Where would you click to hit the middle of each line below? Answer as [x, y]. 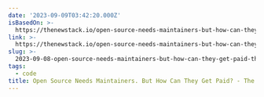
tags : [17, 66]
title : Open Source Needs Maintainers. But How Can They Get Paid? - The [132, 81]
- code [26, 74]
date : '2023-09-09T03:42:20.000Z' [65, 15]
